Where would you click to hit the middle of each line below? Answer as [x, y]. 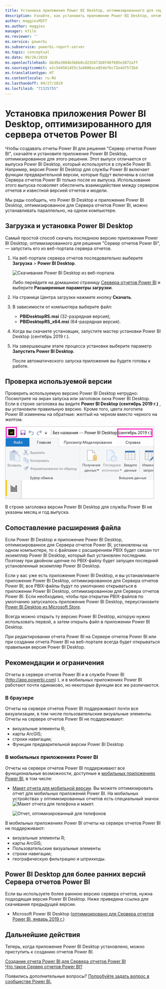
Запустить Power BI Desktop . [43, 351]
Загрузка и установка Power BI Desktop [69, 226]
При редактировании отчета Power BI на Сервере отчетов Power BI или [81, 637]
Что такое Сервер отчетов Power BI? [44, 967]
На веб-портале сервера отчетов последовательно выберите [78, 258]
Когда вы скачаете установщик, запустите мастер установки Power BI [86, 331]
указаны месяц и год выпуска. [37, 512]
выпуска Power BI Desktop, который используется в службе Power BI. [79, 164]
